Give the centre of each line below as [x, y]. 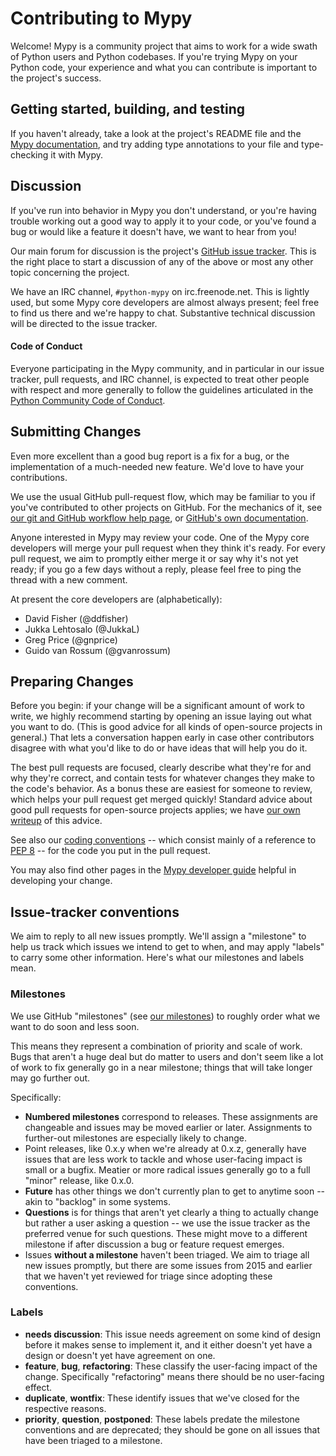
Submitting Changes [76, 432]
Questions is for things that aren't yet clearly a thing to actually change [171, 1212]
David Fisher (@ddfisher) [76, 618]
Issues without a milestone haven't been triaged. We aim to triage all [167, 1254]
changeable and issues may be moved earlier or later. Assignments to [168, 1127]
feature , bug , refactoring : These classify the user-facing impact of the [171, 1366]
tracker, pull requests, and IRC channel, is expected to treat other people [160, 379]
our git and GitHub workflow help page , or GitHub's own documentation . [159, 518]
